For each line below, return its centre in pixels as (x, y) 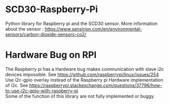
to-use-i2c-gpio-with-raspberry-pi (42, 91)
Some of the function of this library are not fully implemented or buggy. (80, 96)
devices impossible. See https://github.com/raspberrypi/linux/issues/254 (82, 74)
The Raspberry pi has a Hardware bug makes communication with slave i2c (85, 69)
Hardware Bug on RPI (51, 55)
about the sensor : (25, 29)
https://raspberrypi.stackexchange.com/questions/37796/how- (95, 85)
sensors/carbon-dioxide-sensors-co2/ (46, 34)
